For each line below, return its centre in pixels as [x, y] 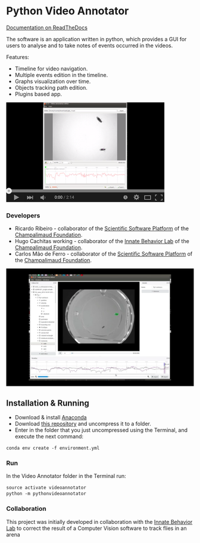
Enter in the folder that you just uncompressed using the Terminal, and [101, 430]
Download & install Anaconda [51, 418]
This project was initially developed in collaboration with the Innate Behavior [99, 521]
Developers [23, 215]
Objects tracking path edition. [51, 87]
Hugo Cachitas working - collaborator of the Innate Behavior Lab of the [102, 241]
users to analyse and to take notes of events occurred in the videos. [90, 45]
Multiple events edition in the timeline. [61, 75]
